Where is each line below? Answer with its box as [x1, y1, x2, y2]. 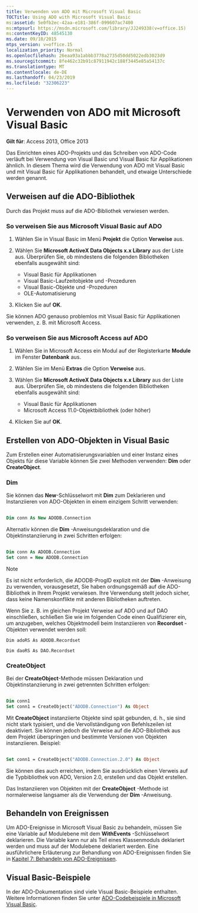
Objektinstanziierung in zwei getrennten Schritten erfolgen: [6, 681, 150, 688]
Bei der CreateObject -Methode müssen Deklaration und [6, 675, 144, 682]
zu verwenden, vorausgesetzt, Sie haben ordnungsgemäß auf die [6, 583, 165, 590]
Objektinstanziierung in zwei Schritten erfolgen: [6, 532, 122, 539]
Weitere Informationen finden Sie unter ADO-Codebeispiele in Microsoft [6, 895, 181, 902]
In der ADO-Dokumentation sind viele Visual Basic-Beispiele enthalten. [6, 888, 178, 895]
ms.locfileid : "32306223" [6, 80, 70, 86]
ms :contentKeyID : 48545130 [6, 31, 73, 37]
